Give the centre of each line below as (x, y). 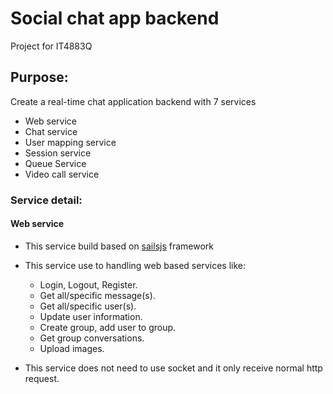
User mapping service (70, 142)
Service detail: (46, 200)
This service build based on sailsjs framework (119, 246)
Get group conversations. (92, 338)
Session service (58, 153)
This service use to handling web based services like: (135, 265)
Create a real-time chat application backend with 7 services (133, 101)
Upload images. (72, 348)
